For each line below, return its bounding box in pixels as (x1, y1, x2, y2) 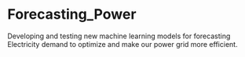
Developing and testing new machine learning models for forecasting (7, 31, 231, 41)
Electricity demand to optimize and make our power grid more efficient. (7, 39, 238, 48)
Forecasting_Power (7, 5, 137, 23)
